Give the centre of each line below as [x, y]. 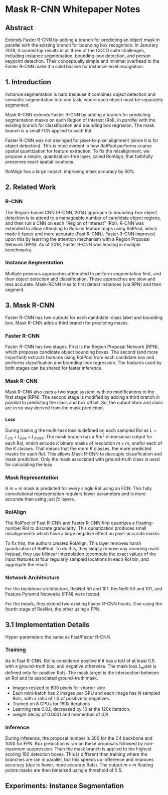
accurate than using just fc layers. [40, 499]
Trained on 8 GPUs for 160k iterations [51, 704]
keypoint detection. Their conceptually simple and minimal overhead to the [82, 61]
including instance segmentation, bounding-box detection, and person [78, 56]
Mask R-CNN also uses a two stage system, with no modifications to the [80, 392]
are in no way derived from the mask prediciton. [55, 408]
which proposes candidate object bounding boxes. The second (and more [81, 352]
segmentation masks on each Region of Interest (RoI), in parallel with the [80, 120]
